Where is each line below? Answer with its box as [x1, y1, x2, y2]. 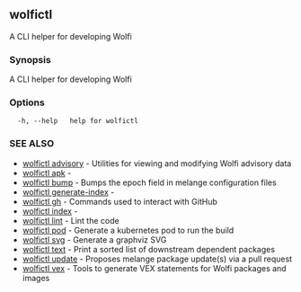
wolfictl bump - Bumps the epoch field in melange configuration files [22, 177, 277, 188]
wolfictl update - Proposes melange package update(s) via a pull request [22, 253, 293, 264]
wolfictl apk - [22, 167, 72, 178]
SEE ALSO [9, 137, 55, 150]
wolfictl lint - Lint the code [22, 215, 120, 226]
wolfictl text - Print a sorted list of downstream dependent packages [22, 243, 276, 254]
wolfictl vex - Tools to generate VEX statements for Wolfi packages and [22, 262, 287, 273]
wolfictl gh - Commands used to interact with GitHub [22, 196, 217, 207]
